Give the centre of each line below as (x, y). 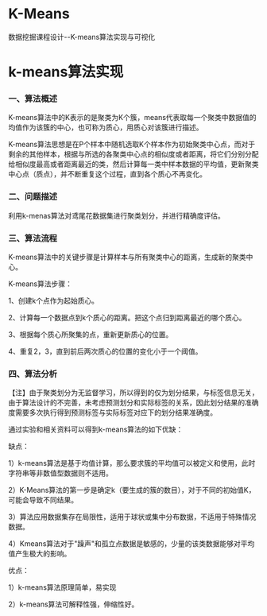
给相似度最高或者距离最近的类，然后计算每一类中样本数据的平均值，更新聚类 (133, 165)
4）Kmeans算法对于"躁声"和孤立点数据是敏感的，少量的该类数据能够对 (124, 544)
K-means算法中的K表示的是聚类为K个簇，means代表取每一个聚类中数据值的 (132, 118)
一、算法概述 (33, 99)
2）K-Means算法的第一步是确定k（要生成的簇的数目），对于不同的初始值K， (132, 490)
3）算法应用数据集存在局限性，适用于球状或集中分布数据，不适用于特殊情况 (132, 517)
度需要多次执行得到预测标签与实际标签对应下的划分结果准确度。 (112, 413)
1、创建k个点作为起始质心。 (54, 301)
